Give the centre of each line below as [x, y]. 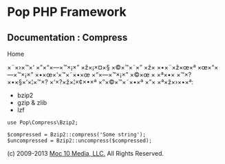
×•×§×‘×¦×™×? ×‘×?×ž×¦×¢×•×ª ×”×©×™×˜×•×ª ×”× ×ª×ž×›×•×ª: [100, 82]
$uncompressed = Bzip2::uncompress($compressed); [80, 141]
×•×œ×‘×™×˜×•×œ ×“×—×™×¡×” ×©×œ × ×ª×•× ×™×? [113, 74]
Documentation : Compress [67, 38]
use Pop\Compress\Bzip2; [43, 123]
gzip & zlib [32, 103]
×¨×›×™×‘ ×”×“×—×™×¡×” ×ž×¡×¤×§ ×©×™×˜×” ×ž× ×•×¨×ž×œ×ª [101, 67]
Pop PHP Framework [67, 12]
